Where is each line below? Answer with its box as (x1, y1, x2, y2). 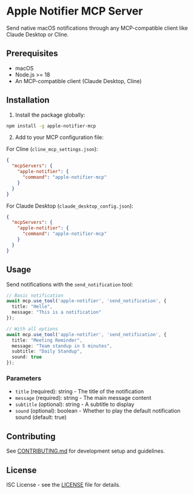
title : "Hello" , (12, 303, 53, 310)
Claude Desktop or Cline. (6, 30, 69, 38)
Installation (6, 95, 50, 106)
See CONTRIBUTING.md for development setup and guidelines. (6, 447, 166, 455)
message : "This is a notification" (12, 310, 102, 316)
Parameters (6, 374, 41, 382)
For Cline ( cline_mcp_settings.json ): (6, 146, 98, 153)
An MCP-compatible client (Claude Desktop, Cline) (15, 77, 142, 84)
